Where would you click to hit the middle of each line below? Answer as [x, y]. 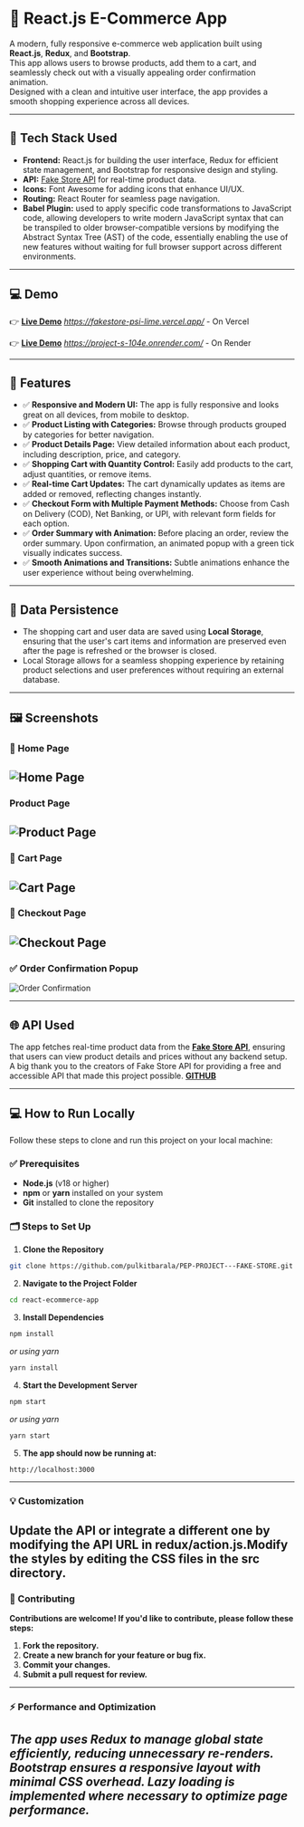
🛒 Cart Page [36, 858]
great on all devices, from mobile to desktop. [106, 415]
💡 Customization [47, 1501]
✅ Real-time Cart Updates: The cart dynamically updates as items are [154, 484]
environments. [49, 256]
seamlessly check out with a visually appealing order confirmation [133, 72]
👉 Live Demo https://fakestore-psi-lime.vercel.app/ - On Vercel [129, 321]
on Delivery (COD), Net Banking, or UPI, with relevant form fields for [149, 514]
